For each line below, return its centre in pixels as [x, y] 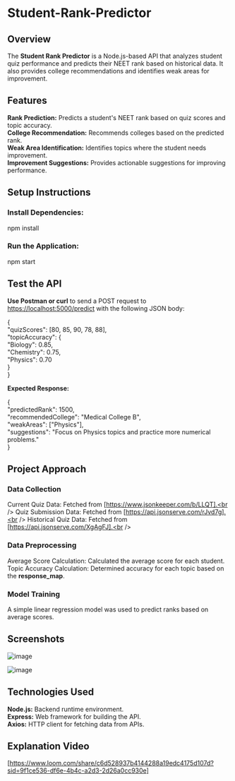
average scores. [31, 616]
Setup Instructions [49, 192]
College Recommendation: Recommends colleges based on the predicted [116, 133]
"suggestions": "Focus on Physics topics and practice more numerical [109, 431]
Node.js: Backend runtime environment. [66, 709]
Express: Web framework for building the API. [74, 716]
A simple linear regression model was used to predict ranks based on [108, 609]
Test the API [35, 284]
